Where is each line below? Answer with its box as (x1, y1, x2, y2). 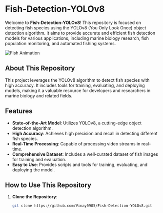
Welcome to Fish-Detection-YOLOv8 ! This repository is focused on (5, 20, 142, 25)
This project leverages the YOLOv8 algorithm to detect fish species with (5, 77, 150, 83)
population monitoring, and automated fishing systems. (5, 40, 116, 46)
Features (5, 107, 33, 116)
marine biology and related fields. (5, 93, 73, 98)
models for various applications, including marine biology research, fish (5, 35, 149, 41)
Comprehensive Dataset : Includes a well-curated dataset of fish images (12, 151, 159, 157)
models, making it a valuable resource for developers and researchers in (5, 87, 151, 94)
